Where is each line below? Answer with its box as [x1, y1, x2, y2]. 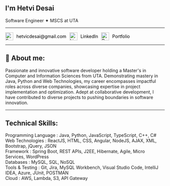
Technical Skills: [5, 119, 58, 128]
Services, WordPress [5, 154, 49, 160]
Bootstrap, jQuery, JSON [5, 143, 57, 149]
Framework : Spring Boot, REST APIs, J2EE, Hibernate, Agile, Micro [5, 149, 145, 155]
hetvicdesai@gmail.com [16, 33, 67, 39]
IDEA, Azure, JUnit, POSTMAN [5, 170, 69, 176]
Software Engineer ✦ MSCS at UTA [5, 17, 78, 23]
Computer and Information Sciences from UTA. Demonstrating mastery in [5, 73, 158, 79]
